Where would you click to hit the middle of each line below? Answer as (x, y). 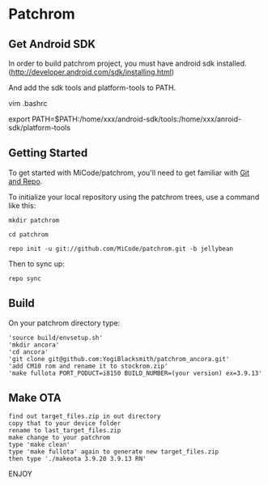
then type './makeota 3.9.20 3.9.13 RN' (78, 459)
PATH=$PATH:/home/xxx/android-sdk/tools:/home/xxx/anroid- (136, 119)
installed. (232, 63)
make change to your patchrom (60, 438)
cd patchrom (28, 234)
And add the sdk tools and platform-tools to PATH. (92, 87)
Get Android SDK (52, 44)
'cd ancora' (28, 352)
